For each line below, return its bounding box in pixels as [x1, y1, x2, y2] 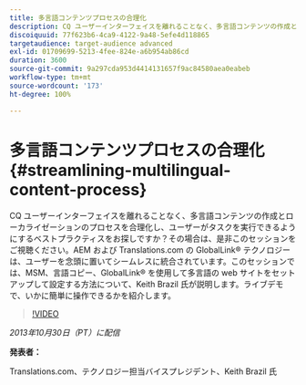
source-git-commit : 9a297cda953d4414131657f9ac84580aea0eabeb [9, 65, 250, 74]
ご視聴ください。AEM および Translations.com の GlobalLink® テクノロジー [9, 245, 291, 255]
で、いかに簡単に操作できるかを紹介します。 [9, 290, 176, 301]
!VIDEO [31, 308, 59, 319]
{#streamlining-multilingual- [9, 160, 231, 181]
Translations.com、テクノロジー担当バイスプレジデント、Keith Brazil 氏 [9, 366, 278, 377]
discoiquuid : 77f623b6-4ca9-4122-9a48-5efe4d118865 [9, 30, 209, 39]
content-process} [9, 179, 148, 200]
